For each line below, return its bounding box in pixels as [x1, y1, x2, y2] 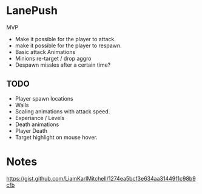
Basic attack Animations [15, 48, 76, 55]
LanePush [6, 4, 58, 18]
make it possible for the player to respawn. [15, 42, 123, 49]
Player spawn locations [15, 95, 74, 102]
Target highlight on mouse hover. [15, 133, 98, 141]
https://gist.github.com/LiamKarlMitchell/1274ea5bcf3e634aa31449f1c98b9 [6, 175, 196, 182]
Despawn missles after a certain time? [15, 61, 111, 69]
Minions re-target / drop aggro [15, 55, 92, 62]
